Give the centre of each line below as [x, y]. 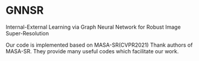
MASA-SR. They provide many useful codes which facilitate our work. [92, 51]
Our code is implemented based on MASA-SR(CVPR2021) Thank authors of [99, 45]
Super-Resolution [27, 33]
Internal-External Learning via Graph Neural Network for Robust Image [93, 27]
